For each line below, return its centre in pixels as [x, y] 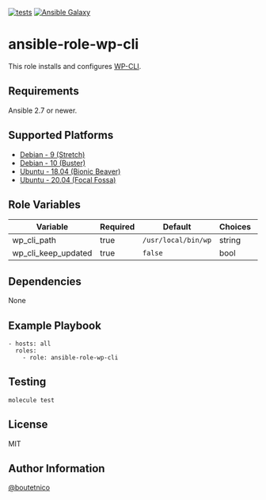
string [230, 240]
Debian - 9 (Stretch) [52, 154]
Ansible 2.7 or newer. [43, 110]
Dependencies [45, 281]
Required [118, 227]
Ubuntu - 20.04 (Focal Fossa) [68, 179]
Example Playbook [55, 325]
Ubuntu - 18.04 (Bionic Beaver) [70, 171]
